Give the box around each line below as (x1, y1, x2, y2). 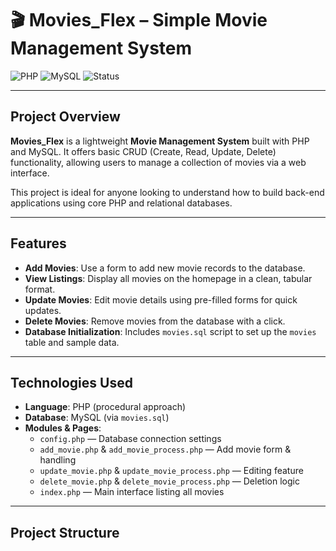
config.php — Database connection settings (39, 433, 222, 445)
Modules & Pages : (24, 422, 102, 434)
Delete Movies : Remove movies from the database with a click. (24, 315, 286, 327)
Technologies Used (10, 374, 133, 391)
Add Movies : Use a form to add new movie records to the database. (24, 262, 306, 274)
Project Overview (10, 108, 121, 126)
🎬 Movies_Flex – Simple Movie (10, 9, 268, 32)
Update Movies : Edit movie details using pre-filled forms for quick (24, 293, 298, 306)
